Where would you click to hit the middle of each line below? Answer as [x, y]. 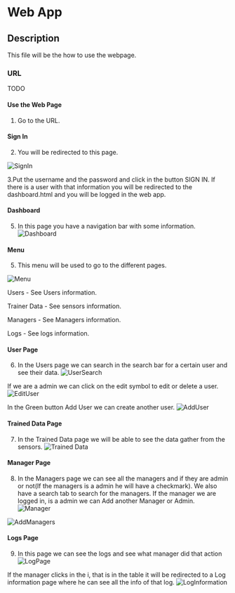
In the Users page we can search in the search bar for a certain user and [122, 365]
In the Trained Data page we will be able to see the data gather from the [121, 439]
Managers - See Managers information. [64, 320]
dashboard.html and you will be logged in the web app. [87, 194]
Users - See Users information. [52, 293]
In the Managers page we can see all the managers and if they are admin [123, 478]
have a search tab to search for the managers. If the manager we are [117, 493]
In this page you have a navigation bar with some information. [107, 226]
